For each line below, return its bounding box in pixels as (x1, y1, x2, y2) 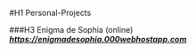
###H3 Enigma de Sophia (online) (9, 25, 134, 34)
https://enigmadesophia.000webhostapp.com (9, 34, 187, 44)
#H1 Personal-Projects (9, 8, 92, 18)
